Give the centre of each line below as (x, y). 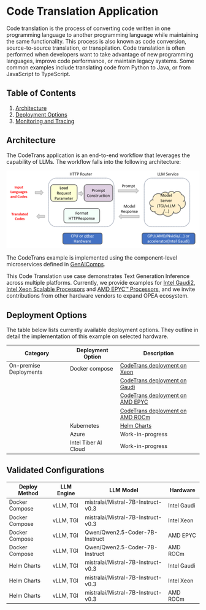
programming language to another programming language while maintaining (103, 34)
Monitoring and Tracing (45, 121)
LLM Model (124, 490)
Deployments (26, 372)
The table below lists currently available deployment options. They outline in (102, 330)
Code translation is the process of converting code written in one (89, 28)
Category (37, 353)
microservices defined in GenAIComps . (56, 264)
